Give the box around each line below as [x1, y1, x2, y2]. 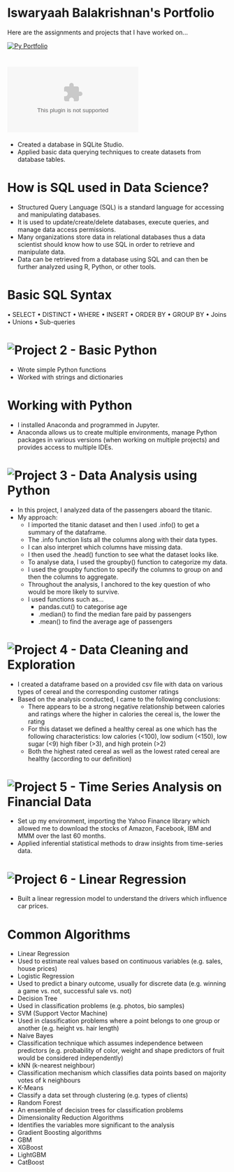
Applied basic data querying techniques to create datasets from [17, 147, 201, 156]
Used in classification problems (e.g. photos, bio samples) [17, 1002, 185, 1010]
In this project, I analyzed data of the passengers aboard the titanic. [17, 505, 212, 514]
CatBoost [17, 1158, 45, 1166]
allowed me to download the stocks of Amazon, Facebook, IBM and [17, 824, 212, 833]
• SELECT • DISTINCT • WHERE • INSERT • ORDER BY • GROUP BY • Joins [7, 310, 227, 318]
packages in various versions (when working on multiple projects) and [17, 435, 220, 444]
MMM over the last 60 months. [17, 832, 106, 840]
